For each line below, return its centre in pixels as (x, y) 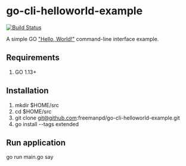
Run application (36, 142)
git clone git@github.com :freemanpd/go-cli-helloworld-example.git (97, 118)
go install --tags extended (47, 124)
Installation (27, 91)
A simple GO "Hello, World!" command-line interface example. (83, 39)
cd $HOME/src (33, 111)
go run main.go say (30, 157)
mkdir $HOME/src (37, 105)
